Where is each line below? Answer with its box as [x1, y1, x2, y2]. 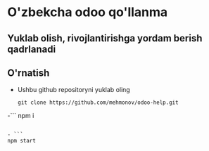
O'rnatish [7, 67, 50, 79]
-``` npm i [7, 112, 34, 120]
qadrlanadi [7, 43, 56, 55]
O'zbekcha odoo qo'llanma [7, 4, 168, 20]
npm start [7, 138, 37, 145]
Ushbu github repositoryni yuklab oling [17, 86, 130, 94]
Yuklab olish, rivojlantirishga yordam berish [7, 32, 203, 44]
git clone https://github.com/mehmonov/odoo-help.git [17, 99, 179, 106]
